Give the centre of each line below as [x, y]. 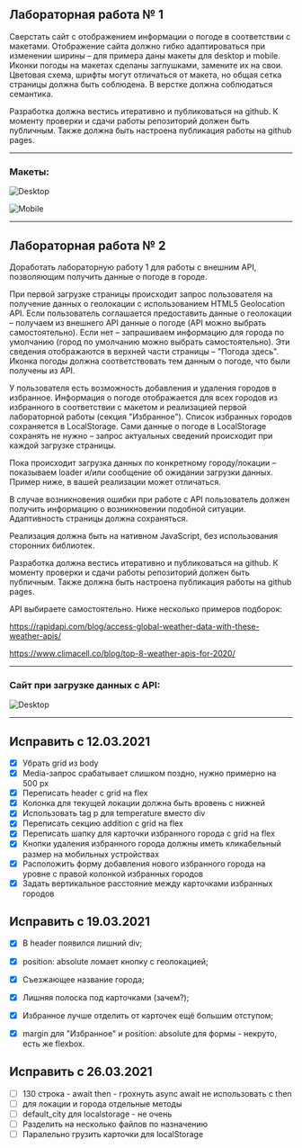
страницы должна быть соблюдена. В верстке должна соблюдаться [141, 84]
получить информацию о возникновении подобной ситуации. [128, 508]
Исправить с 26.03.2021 [81, 1072]
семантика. [31, 94]
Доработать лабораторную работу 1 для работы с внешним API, [133, 267]
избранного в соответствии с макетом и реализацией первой [128, 407]
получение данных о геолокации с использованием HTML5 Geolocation [147, 303]
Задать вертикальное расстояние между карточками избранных [147, 883]
